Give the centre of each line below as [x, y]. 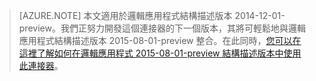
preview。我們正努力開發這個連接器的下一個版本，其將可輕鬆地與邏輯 [162, 28]
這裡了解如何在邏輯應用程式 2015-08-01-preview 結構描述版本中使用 [160, 53]
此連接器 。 [41, 65]
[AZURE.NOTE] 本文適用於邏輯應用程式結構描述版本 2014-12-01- [152, 15]
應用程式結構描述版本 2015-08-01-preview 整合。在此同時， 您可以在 [160, 40]
